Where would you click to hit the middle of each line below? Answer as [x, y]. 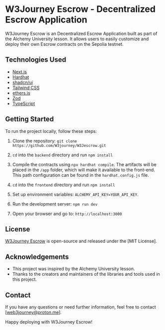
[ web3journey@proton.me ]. [34, 312]
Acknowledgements [37, 257]
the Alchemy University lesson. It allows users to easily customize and [77, 39]
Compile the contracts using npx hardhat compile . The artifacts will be [84, 164]
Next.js [20, 72]
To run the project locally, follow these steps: [51, 131]
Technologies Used [36, 60]
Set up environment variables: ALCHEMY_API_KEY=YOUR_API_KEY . [75, 194]
